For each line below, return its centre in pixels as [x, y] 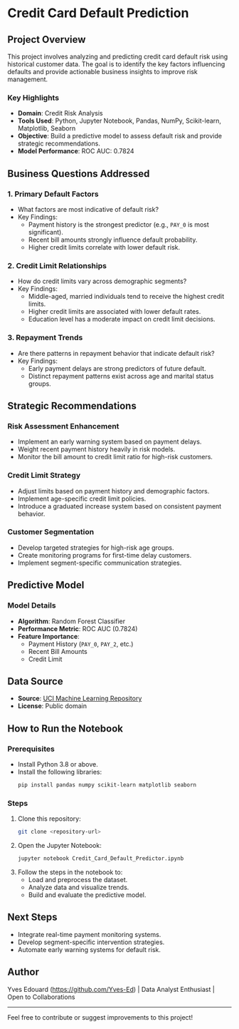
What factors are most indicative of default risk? [88, 209]
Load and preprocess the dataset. [78, 879]
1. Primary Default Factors [53, 194]
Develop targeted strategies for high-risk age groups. [96, 548]
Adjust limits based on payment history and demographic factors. [113, 491]
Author [23, 972]
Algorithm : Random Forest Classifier [71, 621]
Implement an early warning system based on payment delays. [110, 442]
